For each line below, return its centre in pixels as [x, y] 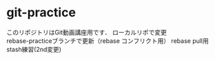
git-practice [41, 13]
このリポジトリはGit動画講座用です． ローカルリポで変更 [86, 32]
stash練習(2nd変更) [34, 49]
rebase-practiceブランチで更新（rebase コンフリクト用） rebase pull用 [108, 41]
